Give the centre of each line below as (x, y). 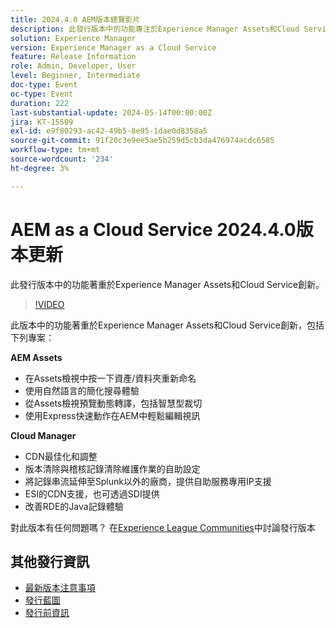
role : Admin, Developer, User (73, 66)
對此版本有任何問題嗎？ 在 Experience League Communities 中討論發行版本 (163, 527)
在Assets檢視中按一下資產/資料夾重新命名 (110, 378)
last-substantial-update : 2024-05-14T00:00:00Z (111, 112)
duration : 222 (40, 103)
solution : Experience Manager (73, 38)
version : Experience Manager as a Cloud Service (113, 47)
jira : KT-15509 (42, 122)
